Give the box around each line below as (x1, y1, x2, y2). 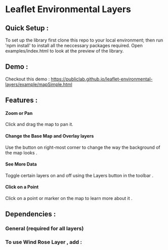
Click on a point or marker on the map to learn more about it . (5, 195, 133, 201)
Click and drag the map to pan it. (5, 121, 73, 128)
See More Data (5, 161, 37, 168)
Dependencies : (5, 210, 56, 219)
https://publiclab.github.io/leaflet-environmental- (51, 76, 153, 82)
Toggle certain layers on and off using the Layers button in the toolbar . (5, 172, 153, 178)
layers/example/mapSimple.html (5, 81, 72, 87)
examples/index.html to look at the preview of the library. (5, 48, 124, 54)
